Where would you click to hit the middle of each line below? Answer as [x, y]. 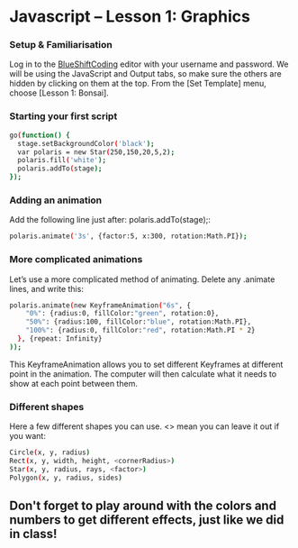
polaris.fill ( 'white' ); [62, 160]
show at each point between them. [73, 383]
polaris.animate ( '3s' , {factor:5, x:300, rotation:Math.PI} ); [128, 236]
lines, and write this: [46, 288]
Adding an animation [56, 200]
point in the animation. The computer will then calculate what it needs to [143, 374]
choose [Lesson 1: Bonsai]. [59, 93]
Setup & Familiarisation [61, 45]
